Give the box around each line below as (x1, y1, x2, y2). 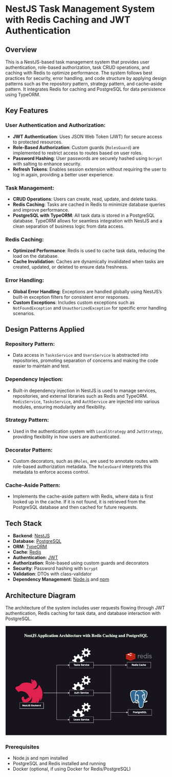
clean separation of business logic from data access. (12, 223, 124, 229)
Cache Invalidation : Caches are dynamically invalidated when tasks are (12, 258, 164, 264)
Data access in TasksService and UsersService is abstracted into (12, 352, 148, 358)
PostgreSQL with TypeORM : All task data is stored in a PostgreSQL (12, 212, 155, 218)
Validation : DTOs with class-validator (12, 571, 92, 577)
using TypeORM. (5, 92, 41, 97)
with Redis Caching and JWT (5, 14, 131, 26)
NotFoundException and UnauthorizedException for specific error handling (12, 304, 167, 311)
